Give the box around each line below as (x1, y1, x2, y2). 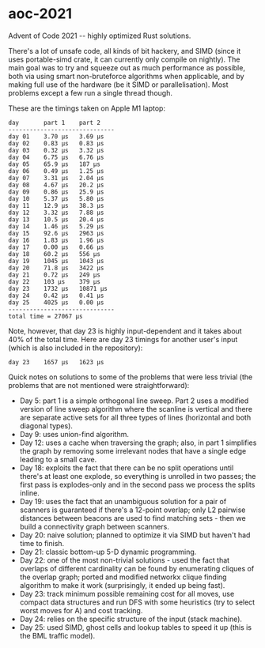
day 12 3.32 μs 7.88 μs (8, 209, 104, 217)
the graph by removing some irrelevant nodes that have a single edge (19, 446, 247, 455)
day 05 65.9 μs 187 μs (8, 160, 101, 168)
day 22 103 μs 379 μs (8, 277, 101, 285)
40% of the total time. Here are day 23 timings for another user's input (8, 334, 238, 344)
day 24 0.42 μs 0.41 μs (8, 292, 104, 300)
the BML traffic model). (19, 631, 96, 640)
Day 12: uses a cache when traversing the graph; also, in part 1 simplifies (19, 438, 257, 447)
